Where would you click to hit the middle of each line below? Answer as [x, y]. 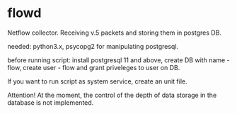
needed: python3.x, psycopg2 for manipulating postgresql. [93, 46]
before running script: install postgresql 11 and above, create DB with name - [118, 60]
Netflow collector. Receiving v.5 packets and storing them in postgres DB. [114, 33]
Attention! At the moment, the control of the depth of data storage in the [112, 95]
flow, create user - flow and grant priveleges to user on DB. [94, 67]
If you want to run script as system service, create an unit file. [97, 81]
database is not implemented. [51, 102]
